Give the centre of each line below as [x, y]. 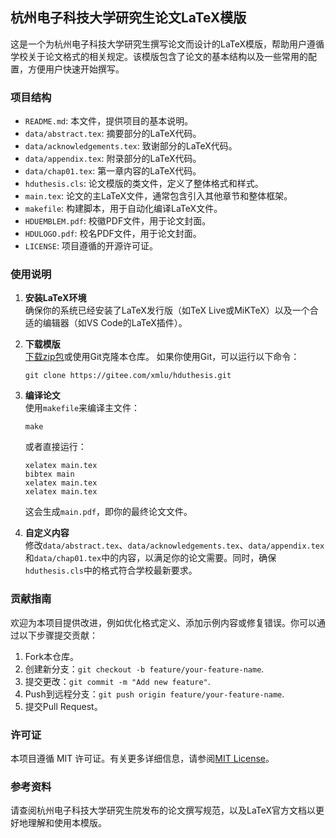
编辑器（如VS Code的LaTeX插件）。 [115, 323]
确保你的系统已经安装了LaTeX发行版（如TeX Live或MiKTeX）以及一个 [167, 310]
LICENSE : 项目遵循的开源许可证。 [91, 246]
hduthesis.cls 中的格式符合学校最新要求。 [111, 570]
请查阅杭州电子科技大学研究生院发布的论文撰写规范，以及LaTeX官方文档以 [163, 810]
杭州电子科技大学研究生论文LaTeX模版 [128, 18]
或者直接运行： [55, 447]
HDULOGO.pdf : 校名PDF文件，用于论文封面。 [113, 234]
